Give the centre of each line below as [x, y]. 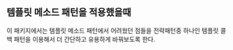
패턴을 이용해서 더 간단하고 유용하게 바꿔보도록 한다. [84, 39]
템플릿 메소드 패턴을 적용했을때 [69, 12]
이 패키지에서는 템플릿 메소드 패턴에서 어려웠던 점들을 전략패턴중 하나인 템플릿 [113, 31]
